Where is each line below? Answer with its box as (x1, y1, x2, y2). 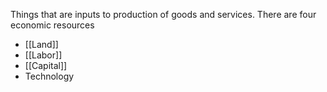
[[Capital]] (24, 60, 68, 71)
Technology (24, 70, 75, 82)
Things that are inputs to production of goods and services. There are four (10, 9, 317, 20)
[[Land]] (24, 39, 59, 50)
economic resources (10, 19, 95, 31)
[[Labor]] (24, 49, 63, 61)
